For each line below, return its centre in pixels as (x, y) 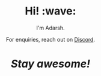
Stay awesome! (50, 64)
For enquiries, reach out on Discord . (50, 39)
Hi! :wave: (50, 11)
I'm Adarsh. (50, 28)
